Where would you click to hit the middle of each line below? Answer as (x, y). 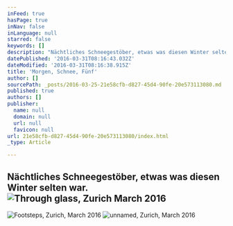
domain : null (32, 116)
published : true (31, 91)
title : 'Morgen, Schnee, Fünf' (52, 71)
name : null (29, 110)
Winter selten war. (48, 188)
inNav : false (26, 26)
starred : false (29, 40)
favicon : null (34, 130)
